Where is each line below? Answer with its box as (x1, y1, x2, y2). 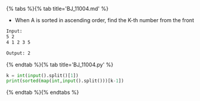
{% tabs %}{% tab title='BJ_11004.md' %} (6, 5, 109, 12)
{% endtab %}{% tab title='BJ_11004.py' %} (6, 61, 113, 68)
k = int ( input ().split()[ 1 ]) (6, 72, 79, 78)
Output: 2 (6, 50, 31, 56)
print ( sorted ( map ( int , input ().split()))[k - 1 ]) (6, 78, 124, 84)
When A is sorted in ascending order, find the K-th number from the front (14, 17, 194, 23)
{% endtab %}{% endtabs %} (6, 89, 79, 96)
